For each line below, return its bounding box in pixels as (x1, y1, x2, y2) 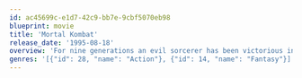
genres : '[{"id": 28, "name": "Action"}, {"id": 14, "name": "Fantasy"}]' (9, 55, 296, 64)
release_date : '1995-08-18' (9, 38, 115, 48)
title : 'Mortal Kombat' (9, 30, 99, 39)
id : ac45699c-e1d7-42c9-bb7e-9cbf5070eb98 (9, 13, 171, 22)
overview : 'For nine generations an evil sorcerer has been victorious (9, 47, 283, 56)
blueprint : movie (9, 22, 75, 30)
